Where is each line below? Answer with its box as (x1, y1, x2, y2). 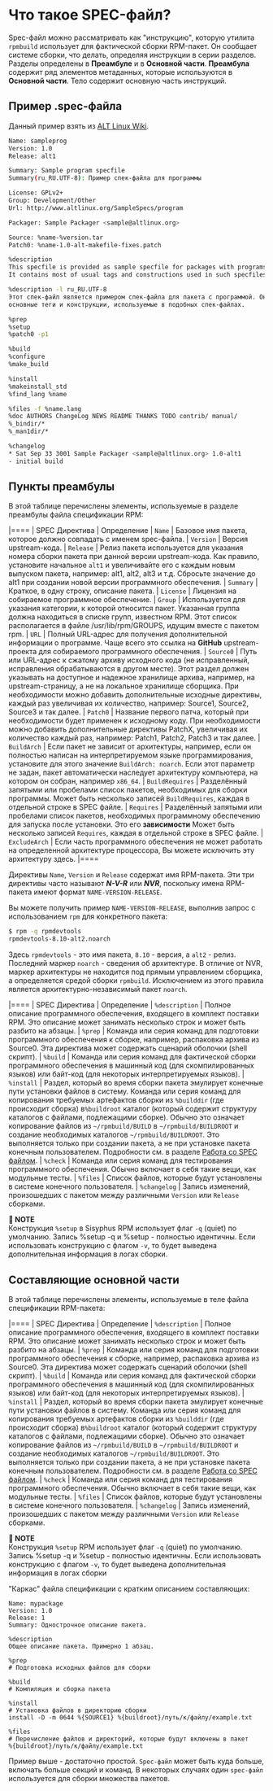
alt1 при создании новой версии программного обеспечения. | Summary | (8, 578, 258, 588)
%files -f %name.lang (8, 404, 82, 413)
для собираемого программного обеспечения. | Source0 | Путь (38, 647, 258, 657)
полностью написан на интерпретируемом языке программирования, (8, 750, 253, 760)
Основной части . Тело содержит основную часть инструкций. (8, 76, 227, 85)
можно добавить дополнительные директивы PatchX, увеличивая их (8, 724, 248, 734)
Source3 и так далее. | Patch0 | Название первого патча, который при (8, 707, 249, 717)
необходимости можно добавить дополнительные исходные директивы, (8, 690, 262, 700)
